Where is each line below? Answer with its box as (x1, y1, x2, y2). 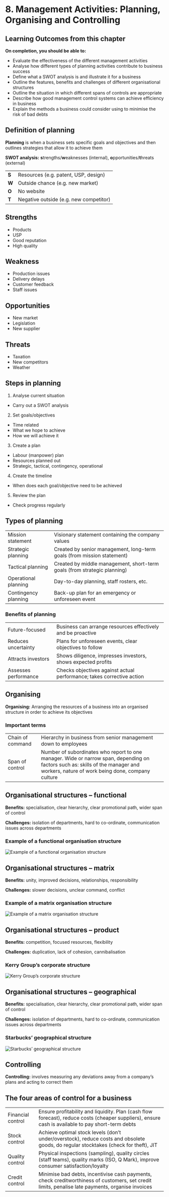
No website (18, 188, 45, 195)
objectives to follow (56, 643, 103, 651)
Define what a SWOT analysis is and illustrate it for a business (12, 74, 141, 79)
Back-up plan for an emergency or (53, 589, 136, 596)
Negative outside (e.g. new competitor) (18, 196, 111, 203)
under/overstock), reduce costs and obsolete (38, 1135, 145, 1142)
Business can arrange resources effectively (56, 623, 159, 630)
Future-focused (8, 626, 46, 633)
